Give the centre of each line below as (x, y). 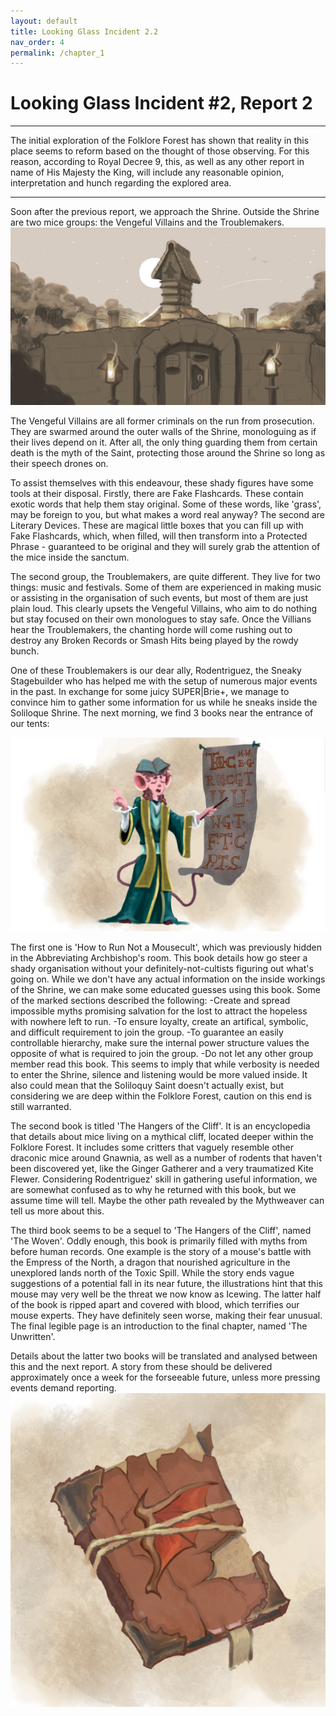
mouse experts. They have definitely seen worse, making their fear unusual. (166, 1316)
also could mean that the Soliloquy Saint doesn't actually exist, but (147, 1086)
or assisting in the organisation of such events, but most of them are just (159, 597)
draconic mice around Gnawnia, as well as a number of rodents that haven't (166, 1158)
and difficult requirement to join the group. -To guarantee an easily (147, 1032)
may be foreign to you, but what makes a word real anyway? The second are (167, 514)
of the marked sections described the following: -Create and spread (150, 1001)
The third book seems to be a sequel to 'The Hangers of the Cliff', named (161, 1231)
